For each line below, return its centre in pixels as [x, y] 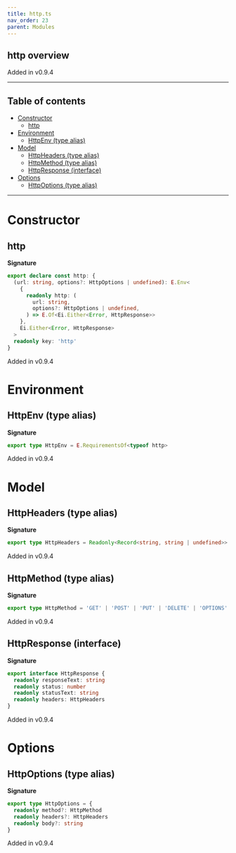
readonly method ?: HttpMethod [58, 810]
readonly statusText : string [56, 693]
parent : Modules [31, 27]
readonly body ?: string [48, 823]
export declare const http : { [52, 276]
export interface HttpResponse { [56, 673]
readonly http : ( [51, 295]
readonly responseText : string [59, 680]
